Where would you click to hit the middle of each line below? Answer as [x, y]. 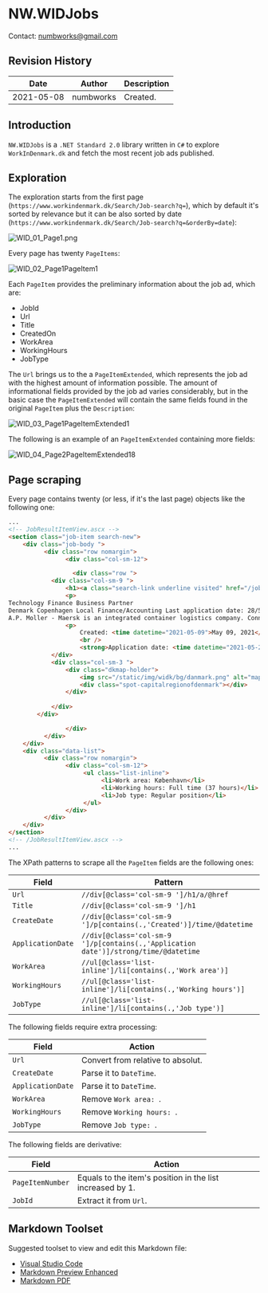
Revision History [50, 61]
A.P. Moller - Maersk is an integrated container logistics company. [126, 618]
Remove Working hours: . [129, 1111]
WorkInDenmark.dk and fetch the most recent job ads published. [112, 153]
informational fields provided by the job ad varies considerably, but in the [128, 391]
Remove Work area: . [121, 1098]
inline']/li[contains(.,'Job [136, 1008]
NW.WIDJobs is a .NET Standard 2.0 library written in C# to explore [114, 144]
